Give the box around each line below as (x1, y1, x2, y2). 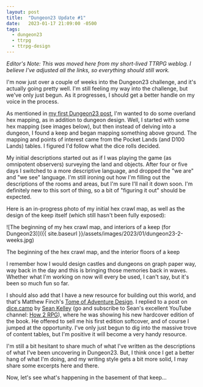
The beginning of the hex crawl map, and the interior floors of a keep (6, 248, 180, 255)
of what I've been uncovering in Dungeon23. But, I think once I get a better (6, 348, 194, 356)
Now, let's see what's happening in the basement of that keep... (6, 374, 167, 381)
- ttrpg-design (12, 43, 51, 50)
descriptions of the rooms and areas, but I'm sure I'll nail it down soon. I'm (6, 180, 193, 187)
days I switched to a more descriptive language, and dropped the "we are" (6, 167, 194, 175)
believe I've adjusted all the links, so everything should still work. (6, 66, 170, 73)
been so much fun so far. (6, 279, 70, 287)
